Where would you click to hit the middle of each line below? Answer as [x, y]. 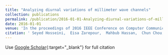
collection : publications [32, 14]
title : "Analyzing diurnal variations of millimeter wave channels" [78, 10]
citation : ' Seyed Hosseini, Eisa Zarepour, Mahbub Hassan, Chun [78, 33]
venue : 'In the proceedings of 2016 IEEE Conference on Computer [74, 28]
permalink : [16, 19]
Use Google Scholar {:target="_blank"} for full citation [60, 47]
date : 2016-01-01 [23, 24]
